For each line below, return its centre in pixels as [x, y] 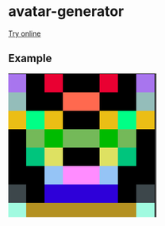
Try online [25, 33]
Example [30, 58]
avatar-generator [66, 12]
